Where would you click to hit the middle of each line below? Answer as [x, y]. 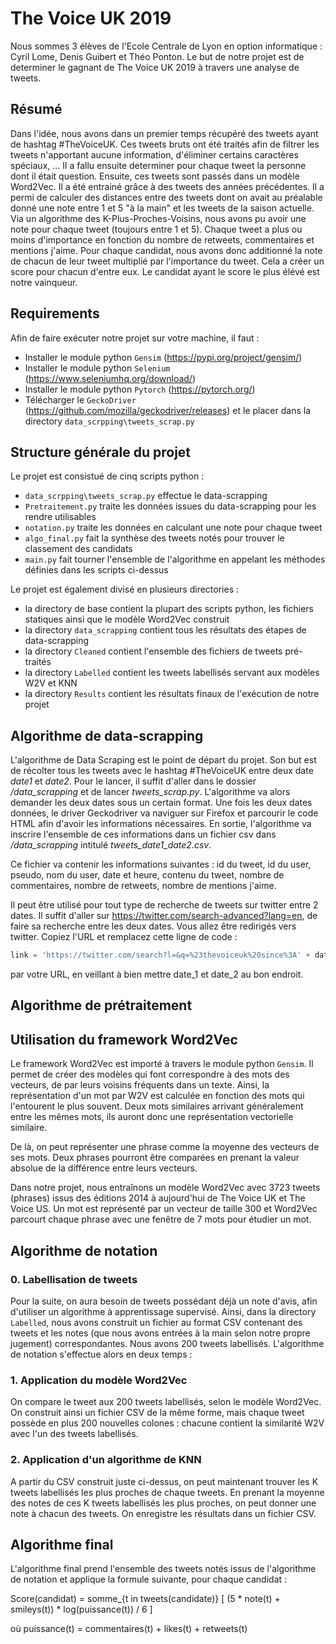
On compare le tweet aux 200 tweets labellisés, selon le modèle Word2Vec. [166, 1402]
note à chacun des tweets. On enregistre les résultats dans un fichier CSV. [163, 1513]
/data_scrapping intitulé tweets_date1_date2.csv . [111, 845]
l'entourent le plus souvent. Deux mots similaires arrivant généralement [157, 1106]
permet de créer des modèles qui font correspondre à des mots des [150, 1074]
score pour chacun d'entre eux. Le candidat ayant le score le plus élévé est [165, 271]
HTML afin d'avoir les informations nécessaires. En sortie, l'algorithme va [161, 824]
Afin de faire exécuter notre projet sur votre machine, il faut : [135, 338]
